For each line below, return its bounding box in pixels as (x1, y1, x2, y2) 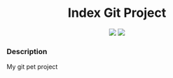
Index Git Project (67, 5, 167, 21)
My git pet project (6, 63, 58, 71)
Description (6, 46, 48, 56)
